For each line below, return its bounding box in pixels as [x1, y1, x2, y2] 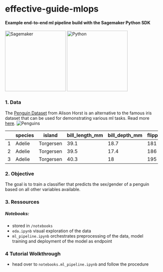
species [15, 132, 34, 139]
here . [5, 120, 16, 126]
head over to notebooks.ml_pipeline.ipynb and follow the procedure [12, 261, 149, 267]
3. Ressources [5, 198, 40, 205]
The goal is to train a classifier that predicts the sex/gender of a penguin [5, 181, 149, 187]
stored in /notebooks [12, 223, 53, 228]
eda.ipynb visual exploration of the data [12, 228, 91, 234]
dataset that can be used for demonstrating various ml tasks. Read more [5, 115, 149, 121]
